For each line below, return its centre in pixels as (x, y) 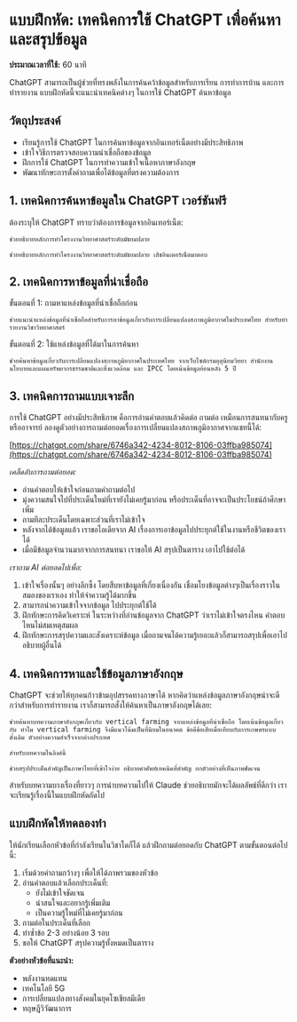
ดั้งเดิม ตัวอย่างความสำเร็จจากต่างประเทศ (60, 738)
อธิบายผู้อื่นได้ (42, 645)
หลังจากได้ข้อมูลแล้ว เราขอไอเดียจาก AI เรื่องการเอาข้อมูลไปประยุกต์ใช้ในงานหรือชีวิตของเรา (154, 530)
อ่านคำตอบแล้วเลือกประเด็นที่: (65, 882)
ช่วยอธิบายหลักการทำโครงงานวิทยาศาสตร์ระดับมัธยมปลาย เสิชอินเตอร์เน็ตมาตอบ (109, 254)
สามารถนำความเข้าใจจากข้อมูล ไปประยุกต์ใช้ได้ (89, 605)
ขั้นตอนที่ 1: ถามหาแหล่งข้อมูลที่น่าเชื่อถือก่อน (74, 303)
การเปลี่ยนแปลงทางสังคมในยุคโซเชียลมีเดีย (83, 998)
